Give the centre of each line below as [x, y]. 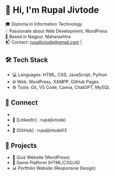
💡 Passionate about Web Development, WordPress [56, 31]
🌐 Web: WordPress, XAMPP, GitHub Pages [56, 82]
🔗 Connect [21, 103]
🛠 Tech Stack [27, 60]
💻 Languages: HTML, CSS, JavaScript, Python [59, 74]
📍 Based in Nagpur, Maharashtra [38, 36]
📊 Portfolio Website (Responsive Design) [54, 168]
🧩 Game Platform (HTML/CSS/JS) [46, 163]
